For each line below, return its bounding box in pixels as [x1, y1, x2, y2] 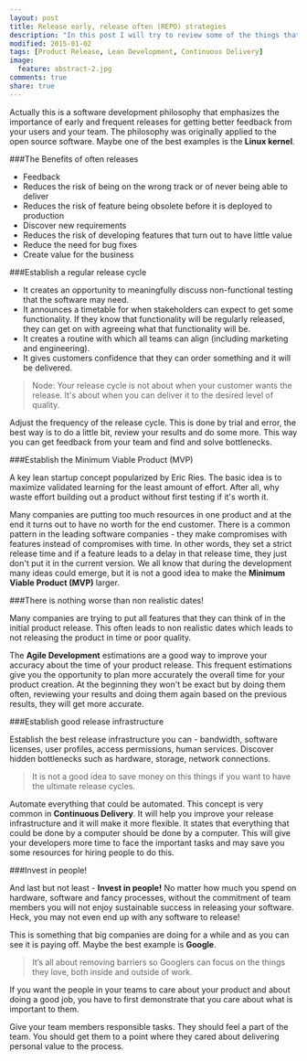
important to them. [9, 1003, 79, 1014]
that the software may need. [22, 294, 130, 305]
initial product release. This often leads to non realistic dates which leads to [9, 622, 294, 633]
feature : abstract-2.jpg [17, 65, 112, 74]
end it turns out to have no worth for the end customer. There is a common [9, 519, 291, 530]
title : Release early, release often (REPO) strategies [9, 22, 227, 31]
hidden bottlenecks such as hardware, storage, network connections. [9, 753, 271, 764]
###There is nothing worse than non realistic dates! [9, 595, 204, 606]
